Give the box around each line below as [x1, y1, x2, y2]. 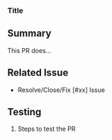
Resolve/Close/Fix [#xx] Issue [17, 86, 105, 94]
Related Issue [7, 66, 69, 79]
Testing [7, 105, 42, 118]
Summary [7, 28, 52, 40]
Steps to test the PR [17, 124, 76, 133]
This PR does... [7, 46, 52, 54]
